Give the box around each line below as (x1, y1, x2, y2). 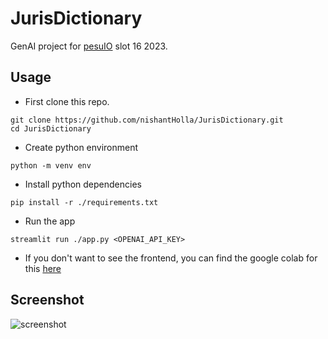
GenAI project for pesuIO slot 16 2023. (10, 40, 168, 52)
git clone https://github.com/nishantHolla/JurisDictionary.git (10, 115, 284, 125)
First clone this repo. (24, 95, 110, 107)
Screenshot (10, 292, 85, 309)
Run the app (24, 215, 76, 227)
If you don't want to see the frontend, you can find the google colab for (24, 252, 318, 264)
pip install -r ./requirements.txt (10, 197, 159, 207)
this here (24, 262, 62, 274)
